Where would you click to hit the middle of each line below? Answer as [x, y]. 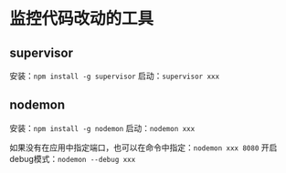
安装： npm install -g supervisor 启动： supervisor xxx [115, 76]
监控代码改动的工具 [82, 19]
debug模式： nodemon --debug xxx [73, 158]
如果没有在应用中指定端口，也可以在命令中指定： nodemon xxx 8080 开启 [143, 148]
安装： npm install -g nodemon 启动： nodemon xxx [102, 127]
